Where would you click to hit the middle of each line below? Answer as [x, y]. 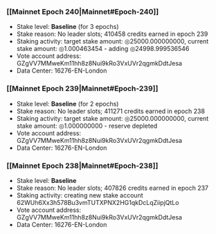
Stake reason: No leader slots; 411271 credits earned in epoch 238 [111, 111]
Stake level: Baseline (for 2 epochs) [67, 104]
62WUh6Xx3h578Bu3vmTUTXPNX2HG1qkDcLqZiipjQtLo [98, 202]
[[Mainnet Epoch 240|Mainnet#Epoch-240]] [83, 12]
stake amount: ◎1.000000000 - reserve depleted [87, 126]
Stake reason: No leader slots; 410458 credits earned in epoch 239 [112, 34]
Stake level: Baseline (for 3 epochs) [67, 27]
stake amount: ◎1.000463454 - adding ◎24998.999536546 [103, 49]
